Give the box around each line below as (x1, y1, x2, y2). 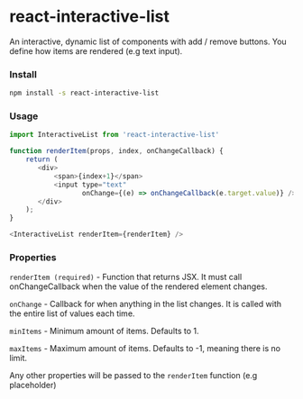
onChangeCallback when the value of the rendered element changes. (9, 281, 268, 292)
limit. (9, 353, 28, 364)
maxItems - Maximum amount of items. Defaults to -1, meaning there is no (9, 343, 281, 354)
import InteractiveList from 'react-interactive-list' (9, 131, 220, 140)
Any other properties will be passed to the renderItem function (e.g (9, 370, 258, 381)
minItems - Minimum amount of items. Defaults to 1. (9, 326, 199, 337)
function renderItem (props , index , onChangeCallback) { (9, 147, 224, 156)
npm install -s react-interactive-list (9, 88, 160, 98)
